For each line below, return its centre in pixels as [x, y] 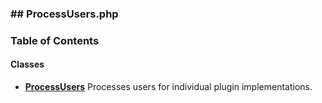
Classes [27, 64]
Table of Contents [55, 40]
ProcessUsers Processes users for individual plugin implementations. [168, 87]
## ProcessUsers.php [64, 14]
